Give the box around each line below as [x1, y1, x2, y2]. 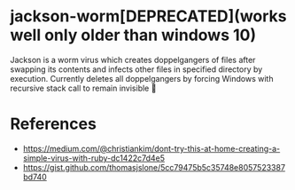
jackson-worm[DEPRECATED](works [10, 6, 287, 27]
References [10, 114, 97, 134]
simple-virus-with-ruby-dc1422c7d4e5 [22, 153, 165, 163]
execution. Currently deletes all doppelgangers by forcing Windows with [10, 73, 274, 83]
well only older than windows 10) [10, 25, 256, 45]
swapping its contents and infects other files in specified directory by [10, 64, 263, 75]
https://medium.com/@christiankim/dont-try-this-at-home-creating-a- [22, 143, 281, 154]
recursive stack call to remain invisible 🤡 [10, 83, 157, 93]
